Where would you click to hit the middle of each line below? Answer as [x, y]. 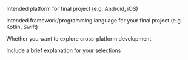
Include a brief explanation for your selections [64, 50]
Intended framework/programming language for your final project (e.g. [94, 20]
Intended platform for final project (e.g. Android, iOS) [72, 9]
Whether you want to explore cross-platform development [79, 38]
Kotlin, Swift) [22, 27]
